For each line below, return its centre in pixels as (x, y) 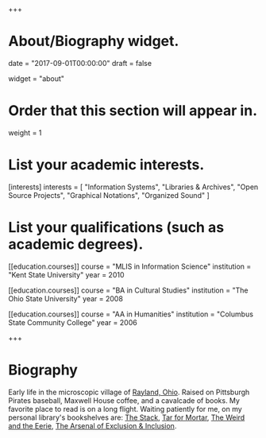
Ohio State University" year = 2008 (66, 298)
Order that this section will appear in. (133, 111)
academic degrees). (76, 244)
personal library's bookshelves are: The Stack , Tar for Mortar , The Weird (127, 417)
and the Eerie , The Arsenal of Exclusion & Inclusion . (93, 425)
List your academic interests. (106, 165)
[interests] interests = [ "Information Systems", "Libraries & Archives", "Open (133, 187)
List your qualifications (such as (116, 227)
